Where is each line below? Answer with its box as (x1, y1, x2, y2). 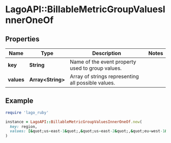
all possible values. (70, 79, 116, 86)
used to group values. (70, 65, 122, 72)
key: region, (10, 124, 38, 129)
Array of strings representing (70, 73, 139, 80)
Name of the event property (70, 59, 136, 65)
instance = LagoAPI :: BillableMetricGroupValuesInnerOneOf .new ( (5, 119, 142, 124)
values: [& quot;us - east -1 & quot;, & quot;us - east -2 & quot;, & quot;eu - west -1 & (10, 129, 167, 134)
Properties (5, 35, 40, 43)
